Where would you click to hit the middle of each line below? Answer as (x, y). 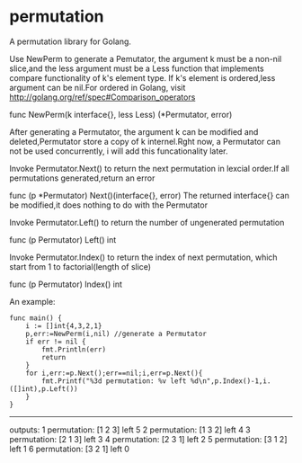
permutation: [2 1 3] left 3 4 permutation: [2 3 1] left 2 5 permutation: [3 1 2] (148, 439)
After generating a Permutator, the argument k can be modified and (134, 131)
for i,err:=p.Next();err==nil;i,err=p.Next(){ (114, 373)
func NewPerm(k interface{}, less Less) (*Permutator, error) (121, 114)
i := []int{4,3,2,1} (64, 325)
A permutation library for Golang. (71, 41)
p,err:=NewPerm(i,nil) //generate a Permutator (116, 334)
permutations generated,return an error (82, 178)
